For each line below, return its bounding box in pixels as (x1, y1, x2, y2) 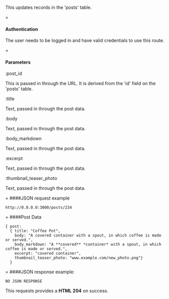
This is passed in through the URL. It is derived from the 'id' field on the (5, 81, 156, 87)
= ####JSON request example (5, 195, 70, 202)
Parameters (5, 59, 31, 65)
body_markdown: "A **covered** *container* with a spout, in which (14, 242, 161, 247)
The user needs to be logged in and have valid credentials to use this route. (5, 37, 165, 44)
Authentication (5, 26, 38, 32)
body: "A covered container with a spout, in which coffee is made (14, 233, 161, 238)
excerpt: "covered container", (14, 251, 81, 256)
